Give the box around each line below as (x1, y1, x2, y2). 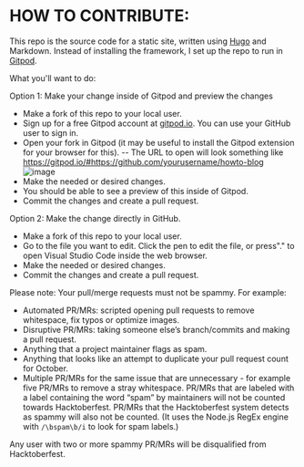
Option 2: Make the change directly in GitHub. (9, 213, 181, 223)
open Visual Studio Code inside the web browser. (22, 250, 208, 261)
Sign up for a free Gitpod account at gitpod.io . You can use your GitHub (22, 118, 291, 129)
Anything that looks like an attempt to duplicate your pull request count (22, 353, 289, 364)
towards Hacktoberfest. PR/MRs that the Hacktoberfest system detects (22, 401, 289, 412)
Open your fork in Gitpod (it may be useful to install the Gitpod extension (22, 137, 295, 148)
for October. (22, 362, 68, 374)
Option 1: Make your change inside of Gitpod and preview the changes (9, 90, 273, 101)
